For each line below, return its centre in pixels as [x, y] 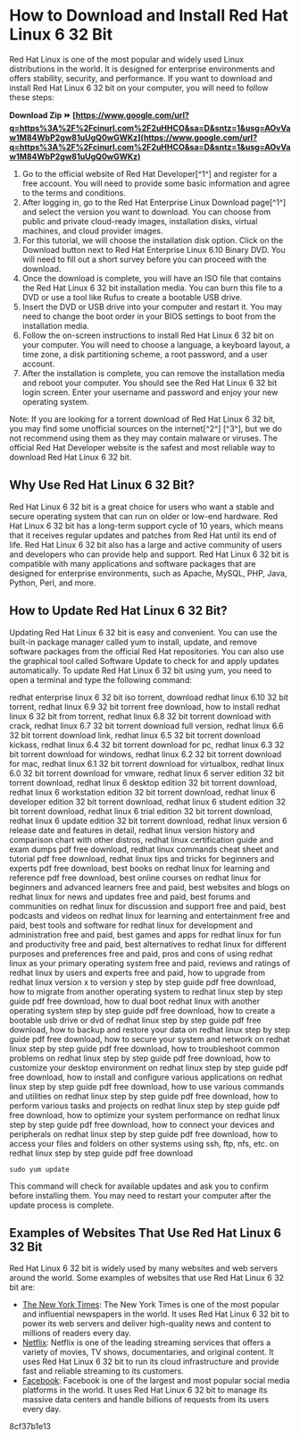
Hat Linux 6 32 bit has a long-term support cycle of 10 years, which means [146, 526]
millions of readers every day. [77, 1334]
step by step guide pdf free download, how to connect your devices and [142, 1124]
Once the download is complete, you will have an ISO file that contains [152, 278]
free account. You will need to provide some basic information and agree [156, 183]
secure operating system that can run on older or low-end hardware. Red [144, 516]
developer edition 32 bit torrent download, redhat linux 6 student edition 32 [147, 802]
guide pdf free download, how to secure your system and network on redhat [150, 1039]
